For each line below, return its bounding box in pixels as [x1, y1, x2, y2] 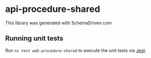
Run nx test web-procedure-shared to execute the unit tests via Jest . [5, 47, 146, 53]
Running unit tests [5, 34, 63, 43]
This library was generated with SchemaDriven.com [5, 20, 112, 26]
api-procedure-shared [5, 3, 100, 15]
